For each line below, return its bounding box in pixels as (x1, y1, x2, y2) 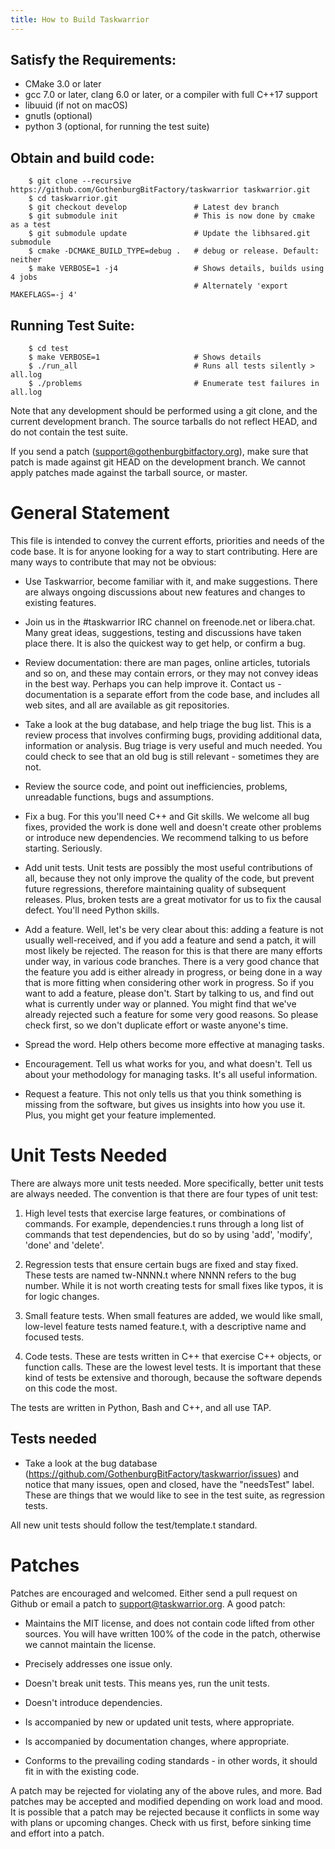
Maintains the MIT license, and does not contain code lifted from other (24, 1617, 315, 1629)
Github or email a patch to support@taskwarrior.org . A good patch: (10, 1597, 286, 1610)
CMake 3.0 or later (24, 78, 102, 90)
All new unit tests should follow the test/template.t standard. (10, 1519, 258, 1531)
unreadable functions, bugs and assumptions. (24, 791, 214, 803)
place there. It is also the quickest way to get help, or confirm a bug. (24, 637, 306, 649)
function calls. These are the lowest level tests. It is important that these (24, 1361, 322, 1373)
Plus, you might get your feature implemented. (24, 1109, 217, 1121)
